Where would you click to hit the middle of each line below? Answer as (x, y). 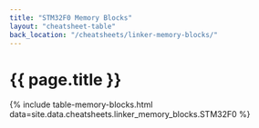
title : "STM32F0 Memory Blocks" (71, 18)
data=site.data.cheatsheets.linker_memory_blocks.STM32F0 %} (130, 114)
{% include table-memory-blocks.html (81, 104)
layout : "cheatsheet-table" (63, 26)
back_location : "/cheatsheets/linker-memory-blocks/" (114, 34)
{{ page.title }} (66, 79)
